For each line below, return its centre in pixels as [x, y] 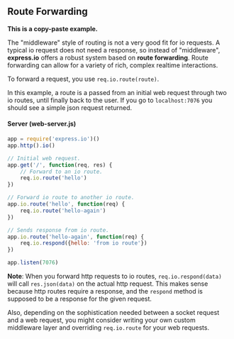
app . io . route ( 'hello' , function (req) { [66, 204]
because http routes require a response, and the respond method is [105, 291]
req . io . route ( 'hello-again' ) [63, 211]
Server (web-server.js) [42, 124]
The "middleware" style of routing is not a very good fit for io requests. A [114, 43]
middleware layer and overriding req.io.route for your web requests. [108, 328]
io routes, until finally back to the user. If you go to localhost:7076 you [110, 100]
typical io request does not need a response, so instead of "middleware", [114, 50]
